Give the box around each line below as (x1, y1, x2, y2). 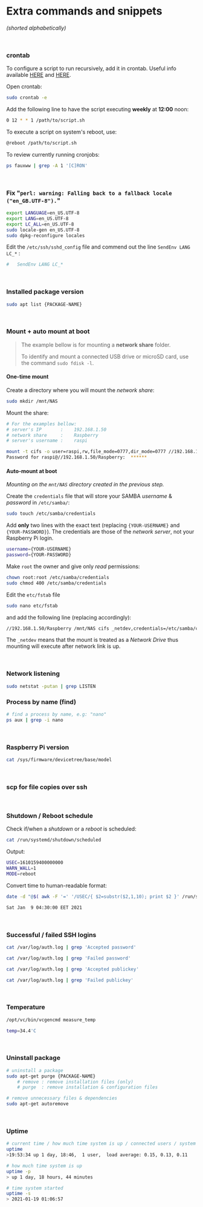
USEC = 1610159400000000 (6, 860, 63, 866)
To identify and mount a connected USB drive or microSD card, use (21, 353, 189, 360)
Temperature (6, 1003, 45, 1012)
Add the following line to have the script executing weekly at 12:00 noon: (6, 106, 189, 113)
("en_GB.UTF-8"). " (6, 196, 60, 204)
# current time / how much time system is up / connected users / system (6, 1140, 196, 1147)
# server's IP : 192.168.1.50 (6, 427, 107, 433)
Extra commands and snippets (6, 4, 163, 18)
